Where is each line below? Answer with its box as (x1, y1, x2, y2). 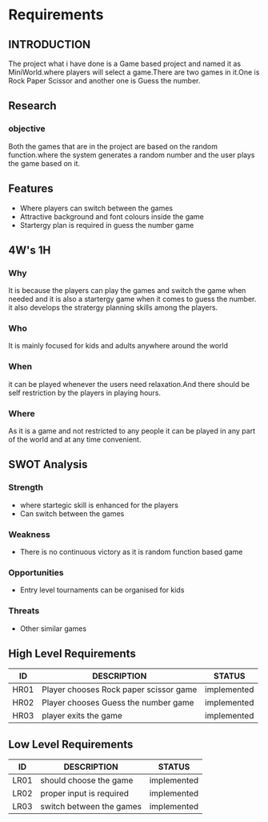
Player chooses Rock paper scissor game (41, 684, 198, 695)
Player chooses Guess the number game (41, 697, 194, 708)
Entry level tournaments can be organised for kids (19, 585, 185, 595)
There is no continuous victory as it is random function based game (19, 547, 243, 557)
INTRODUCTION (8, 38, 91, 51)
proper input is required (40, 788, 130, 800)
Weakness (8, 528, 50, 539)
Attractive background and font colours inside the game (19, 211, 204, 222)
